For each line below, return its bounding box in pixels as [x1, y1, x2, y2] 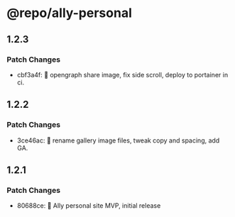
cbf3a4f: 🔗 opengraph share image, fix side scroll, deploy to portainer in [16, 70, 229, 79]
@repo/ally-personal [6, 5, 132, 21]
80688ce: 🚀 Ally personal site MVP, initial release [16, 201, 161, 210]
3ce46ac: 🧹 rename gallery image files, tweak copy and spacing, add [16, 136, 220, 145]
